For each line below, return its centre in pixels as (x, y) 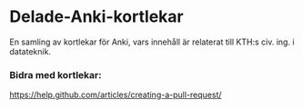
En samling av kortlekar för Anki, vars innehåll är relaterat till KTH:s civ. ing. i (152, 42)
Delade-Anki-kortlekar (96, 17)
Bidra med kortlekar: (56, 74)
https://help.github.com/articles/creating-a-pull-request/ (116, 95)
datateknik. (30, 51)
